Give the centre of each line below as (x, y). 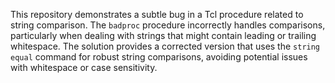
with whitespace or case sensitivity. (84, 67)
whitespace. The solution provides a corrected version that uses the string (165, 46)
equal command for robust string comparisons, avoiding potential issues (159, 57)
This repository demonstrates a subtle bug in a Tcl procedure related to (157, 14)
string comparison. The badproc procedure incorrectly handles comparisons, (168, 25)
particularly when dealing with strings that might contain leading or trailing (163, 35)
